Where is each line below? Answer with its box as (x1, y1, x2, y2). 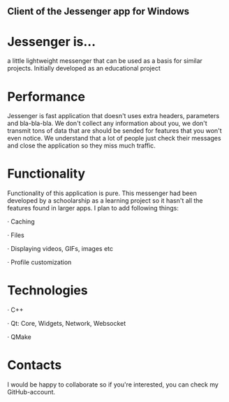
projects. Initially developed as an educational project (7, 64, 161, 73)
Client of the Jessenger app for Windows (7, 6, 190, 17)
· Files (7, 231, 24, 240)
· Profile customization (7, 258, 72, 266)
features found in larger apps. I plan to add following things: (7, 204, 179, 213)
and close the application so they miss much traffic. (7, 141, 156, 150)
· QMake (7, 333, 31, 341)
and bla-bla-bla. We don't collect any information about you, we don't (7, 119, 207, 128)
